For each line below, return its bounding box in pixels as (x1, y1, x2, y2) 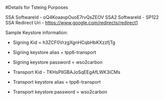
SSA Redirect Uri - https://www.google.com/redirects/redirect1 (5, 20, 138, 26)
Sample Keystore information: (5, 30, 68, 35)
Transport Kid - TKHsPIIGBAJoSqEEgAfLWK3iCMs (12, 69, 121, 75)
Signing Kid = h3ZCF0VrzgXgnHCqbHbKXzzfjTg (12, 39, 116, 45)
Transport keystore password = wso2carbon (12, 89, 107, 95)
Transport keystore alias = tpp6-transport (12, 79, 101, 85)
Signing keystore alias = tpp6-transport (12, 49, 96, 55)
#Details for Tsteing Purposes (5, 5, 68, 10)
